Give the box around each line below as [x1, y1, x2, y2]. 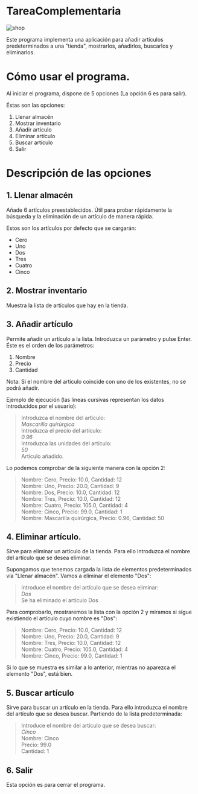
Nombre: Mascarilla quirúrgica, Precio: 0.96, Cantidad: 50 [21, 514, 165, 521]
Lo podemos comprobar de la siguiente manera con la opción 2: [6, 464, 166, 471]
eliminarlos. [6, 48, 35, 56]
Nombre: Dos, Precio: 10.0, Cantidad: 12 [21, 489, 120, 496]
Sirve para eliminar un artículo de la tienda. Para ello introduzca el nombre [6, 548, 190, 555]
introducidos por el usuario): [6, 402, 77, 410]
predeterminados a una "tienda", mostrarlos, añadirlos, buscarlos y [6, 42, 173, 49]
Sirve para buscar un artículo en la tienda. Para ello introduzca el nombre [6, 704, 188, 711]
